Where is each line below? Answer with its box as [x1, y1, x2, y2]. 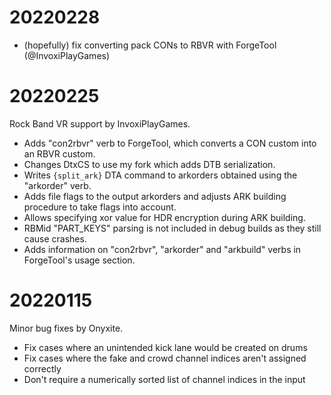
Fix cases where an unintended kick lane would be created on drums [23, 341, 308, 353]
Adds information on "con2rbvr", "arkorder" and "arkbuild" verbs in [23, 243, 302, 255]
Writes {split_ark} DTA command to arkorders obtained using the [23, 169, 298, 181]
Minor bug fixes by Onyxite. [9, 322, 124, 334]
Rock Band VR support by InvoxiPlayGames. [9, 117, 191, 130]
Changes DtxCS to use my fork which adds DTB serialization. [23, 158, 276, 170]
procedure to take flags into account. [23, 201, 177, 213]
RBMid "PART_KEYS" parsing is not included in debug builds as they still [23, 222, 322, 234]
